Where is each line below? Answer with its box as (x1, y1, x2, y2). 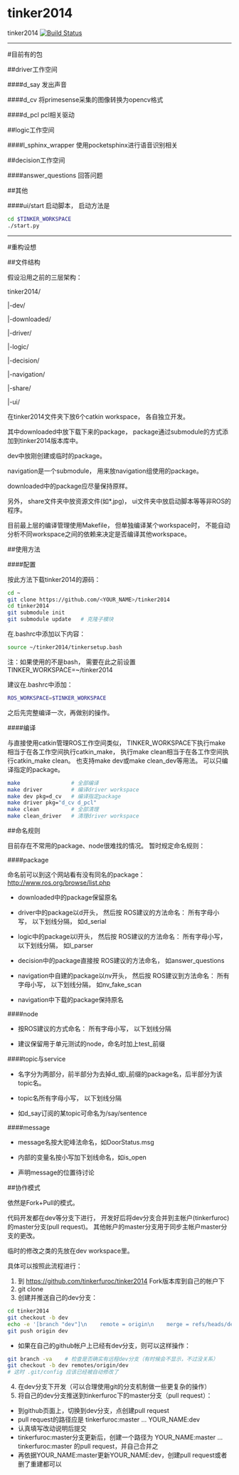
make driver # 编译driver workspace (7, 786, 139, 793)
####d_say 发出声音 (7, 80, 68, 88)
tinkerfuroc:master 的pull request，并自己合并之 (17, 1442, 159, 1451)
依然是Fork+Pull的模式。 (7, 1199, 79, 1207)
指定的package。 (13, 765, 64, 773)
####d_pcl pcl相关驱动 (7, 110, 75, 119)
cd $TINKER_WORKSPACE (7, 215, 72, 222)
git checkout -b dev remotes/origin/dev (7, 1362, 129, 1369)
